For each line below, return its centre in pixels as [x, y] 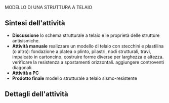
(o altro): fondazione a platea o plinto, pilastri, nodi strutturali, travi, [81, 51]
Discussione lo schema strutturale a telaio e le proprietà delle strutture [86, 35]
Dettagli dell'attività [37, 94]
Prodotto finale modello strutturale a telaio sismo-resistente [75, 78]
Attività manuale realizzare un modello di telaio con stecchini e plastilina [88, 46]
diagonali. [22, 67]
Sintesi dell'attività [35, 23]
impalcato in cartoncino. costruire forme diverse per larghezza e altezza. [88, 57]
